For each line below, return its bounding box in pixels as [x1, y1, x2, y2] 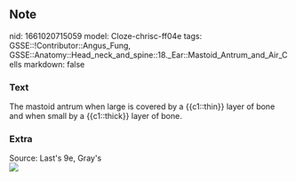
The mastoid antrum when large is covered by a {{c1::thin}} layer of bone [9, 101, 276, 112]
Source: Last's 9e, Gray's [9, 153, 102, 163]
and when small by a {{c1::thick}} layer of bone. [9, 111, 182, 122]
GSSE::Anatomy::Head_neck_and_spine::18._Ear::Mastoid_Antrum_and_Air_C [9, 49, 288, 60]
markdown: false [23, 59, 85, 69]
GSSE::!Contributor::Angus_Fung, [9, 40, 132, 51]
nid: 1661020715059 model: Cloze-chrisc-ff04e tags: [9, 30, 203, 41]
